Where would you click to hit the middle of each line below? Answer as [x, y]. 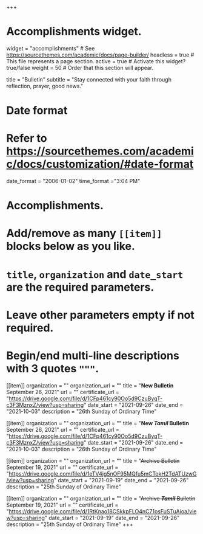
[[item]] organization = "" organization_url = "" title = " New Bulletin [90, 385]
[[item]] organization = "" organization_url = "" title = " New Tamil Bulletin [98, 423]
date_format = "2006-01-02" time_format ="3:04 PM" [73, 181]
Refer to [27, 138]
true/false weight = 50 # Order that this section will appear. [80, 68]
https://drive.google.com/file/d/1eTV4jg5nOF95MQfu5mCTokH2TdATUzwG [103, 473]
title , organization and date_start [95, 274]
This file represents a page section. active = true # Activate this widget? [96, 61]
